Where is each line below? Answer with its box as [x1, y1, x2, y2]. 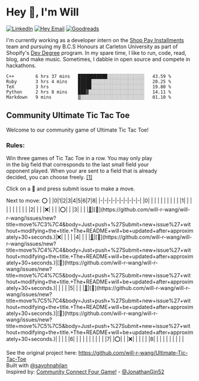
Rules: [6, 141, 25, 149]
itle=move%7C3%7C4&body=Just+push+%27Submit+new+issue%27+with [6, 221, 191, 228]
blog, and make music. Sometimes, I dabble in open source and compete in [6, 55, 191, 63]
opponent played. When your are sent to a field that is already [6, 167, 157, 174]
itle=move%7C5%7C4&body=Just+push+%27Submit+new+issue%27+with [6, 297, 191, 304]
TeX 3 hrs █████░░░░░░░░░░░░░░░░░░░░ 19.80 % [6, 83, 171, 90]
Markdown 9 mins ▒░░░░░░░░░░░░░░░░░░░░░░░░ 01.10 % [6, 94, 171, 100]
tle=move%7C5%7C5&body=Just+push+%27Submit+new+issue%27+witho [6, 323, 191, 330]
